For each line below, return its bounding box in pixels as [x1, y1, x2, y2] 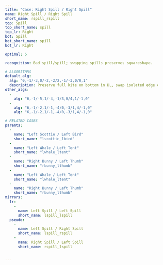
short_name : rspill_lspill [17, 244, 73, 249]
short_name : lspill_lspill [17, 213, 73, 218]
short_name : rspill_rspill [5, 16, 60, 21]
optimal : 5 [5, 52, 27, 57]
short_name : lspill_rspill [17, 231, 73, 236]
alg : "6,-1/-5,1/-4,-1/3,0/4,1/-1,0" [14, 96, 90, 101]
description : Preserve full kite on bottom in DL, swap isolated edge [9, 83, 155, 88]
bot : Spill [5, 34, 27, 39]
